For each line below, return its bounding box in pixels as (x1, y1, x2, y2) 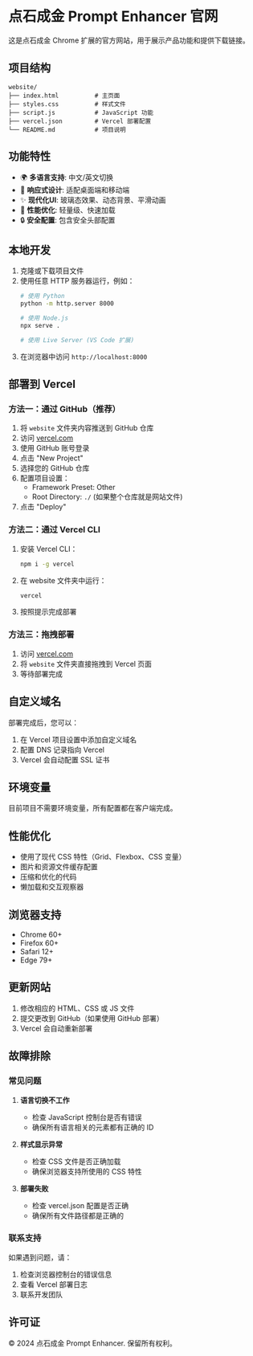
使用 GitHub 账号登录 (19, 443, 90, 453)
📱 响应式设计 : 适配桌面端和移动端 (19, 185, 130, 194)
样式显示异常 (19, 1139, 63, 1149)
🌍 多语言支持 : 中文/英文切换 (19, 172, 114, 182)
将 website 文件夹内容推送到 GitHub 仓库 (19, 423, 154, 433)
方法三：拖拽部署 (8, 629, 75, 640)
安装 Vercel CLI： (19, 544, 78, 553)
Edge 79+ (19, 955, 53, 965)
